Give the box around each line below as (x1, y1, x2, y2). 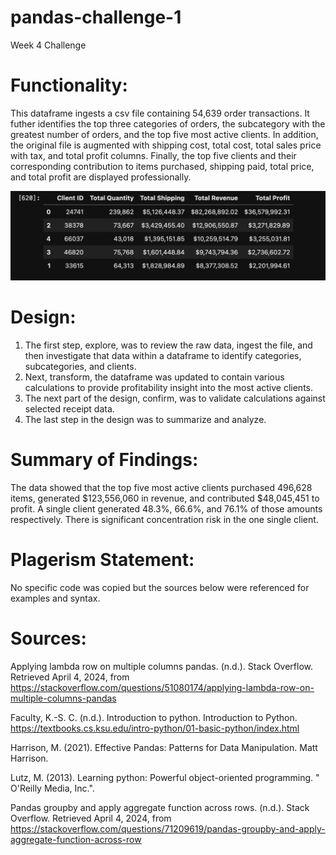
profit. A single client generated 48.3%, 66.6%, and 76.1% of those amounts (10, 502, 323, 515)
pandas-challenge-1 (10, 6, 182, 29)
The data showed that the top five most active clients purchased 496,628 (10, 481, 313, 493)
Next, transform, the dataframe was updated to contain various (24, 371, 285, 383)
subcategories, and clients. (24, 361, 137, 373)
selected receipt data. (24, 403, 115, 415)
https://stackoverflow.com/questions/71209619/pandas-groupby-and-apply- (10, 822, 326, 835)
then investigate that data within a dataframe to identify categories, (24, 350, 302, 362)
